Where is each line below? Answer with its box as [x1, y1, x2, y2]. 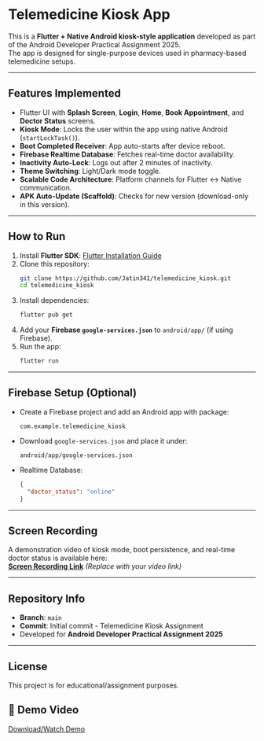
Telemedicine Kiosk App [8, 6, 170, 24]
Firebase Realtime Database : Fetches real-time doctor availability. [19, 149, 236, 159]
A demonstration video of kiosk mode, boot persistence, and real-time [8, 545, 236, 555]
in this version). [19, 199, 70, 209]
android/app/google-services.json [19, 451, 133, 459]
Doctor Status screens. [19, 116, 96, 125]
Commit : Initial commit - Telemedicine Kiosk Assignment [19, 621, 204, 631]
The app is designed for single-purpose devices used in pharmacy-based [8, 48, 247, 57]
